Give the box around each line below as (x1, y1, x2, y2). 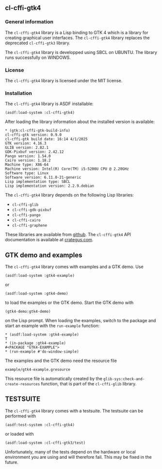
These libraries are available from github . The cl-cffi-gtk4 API (5, 232, 131, 237)
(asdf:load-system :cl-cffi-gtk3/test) (5, 440, 86, 445)
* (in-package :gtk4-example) (5, 341, 66, 346)
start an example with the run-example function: (5, 323, 100, 329)
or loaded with (5, 431, 34, 437)
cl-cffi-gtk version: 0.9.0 (5, 132, 62, 138)
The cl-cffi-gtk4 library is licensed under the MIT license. (5, 77, 123, 83)
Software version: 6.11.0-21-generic (5, 175, 81, 180)
